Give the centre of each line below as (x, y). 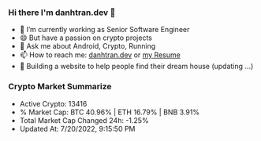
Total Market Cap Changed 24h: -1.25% (84, 120)
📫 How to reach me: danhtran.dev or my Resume (100, 55)
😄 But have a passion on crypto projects (86, 38)
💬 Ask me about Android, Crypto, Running (88, 46)
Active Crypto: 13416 (53, 103)
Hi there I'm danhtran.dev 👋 (62, 13)
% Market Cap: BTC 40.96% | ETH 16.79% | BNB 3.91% (109, 112)
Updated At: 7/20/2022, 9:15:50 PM (77, 128)
